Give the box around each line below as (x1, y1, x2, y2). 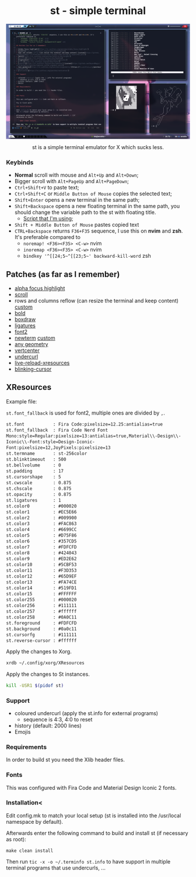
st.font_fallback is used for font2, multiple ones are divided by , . (6, 409, 165, 416)
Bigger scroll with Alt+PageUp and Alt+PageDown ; (14, 178, 129, 185)
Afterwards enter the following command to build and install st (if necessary (6, 829, 188, 837)
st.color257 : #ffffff (6, 608, 77, 614)
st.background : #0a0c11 (6, 626, 77, 632)
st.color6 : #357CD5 (6, 538, 77, 544)
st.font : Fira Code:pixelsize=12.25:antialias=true (6, 421, 163, 427)
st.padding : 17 (6, 468, 64, 474)
